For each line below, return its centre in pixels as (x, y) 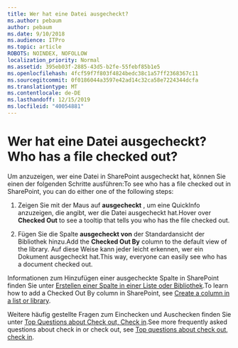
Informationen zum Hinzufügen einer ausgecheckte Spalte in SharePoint (113, 278)
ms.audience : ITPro (36, 40)
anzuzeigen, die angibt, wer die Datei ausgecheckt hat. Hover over (114, 212)
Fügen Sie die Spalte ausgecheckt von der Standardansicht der (111, 234)
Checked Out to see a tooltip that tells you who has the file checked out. (124, 220)
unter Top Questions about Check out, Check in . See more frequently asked (117, 322)
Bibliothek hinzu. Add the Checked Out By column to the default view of (122, 241)
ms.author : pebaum (34, 21)
